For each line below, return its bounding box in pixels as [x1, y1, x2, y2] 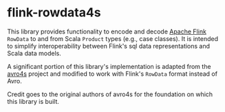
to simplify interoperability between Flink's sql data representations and [7, 42, 211, 50]
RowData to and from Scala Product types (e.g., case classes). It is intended [7, 34, 219, 42]
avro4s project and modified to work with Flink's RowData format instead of [7, 70, 218, 78]
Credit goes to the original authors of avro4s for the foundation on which [7, 90, 213, 98]
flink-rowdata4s [7, 5, 101, 20]
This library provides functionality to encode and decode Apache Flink [7, 27, 206, 36]
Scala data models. [7, 49, 62, 57]
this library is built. [7, 97, 60, 105]
